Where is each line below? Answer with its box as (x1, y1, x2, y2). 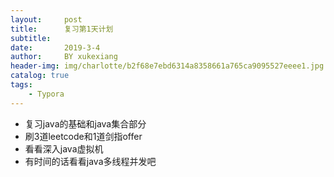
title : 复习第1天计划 (10, 24, 114, 34)
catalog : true (10, 71, 70, 81)
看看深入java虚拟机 (24, 142, 104, 155)
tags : (10, 80, 33, 90)
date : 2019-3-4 (10, 42, 101, 53)
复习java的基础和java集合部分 (24, 117, 147, 130)
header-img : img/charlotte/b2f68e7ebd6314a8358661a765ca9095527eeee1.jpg (10, 61, 325, 71)
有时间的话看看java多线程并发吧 (24, 155, 157, 167)
